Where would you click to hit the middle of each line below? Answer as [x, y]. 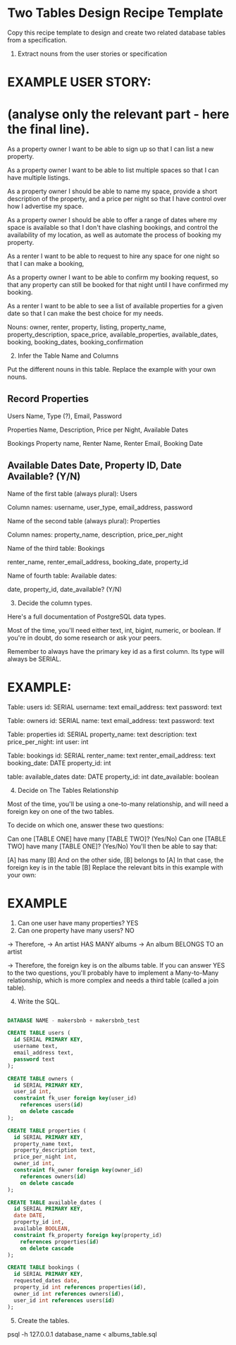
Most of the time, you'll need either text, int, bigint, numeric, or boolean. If [114, 630]
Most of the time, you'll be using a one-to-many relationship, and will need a [118, 804]
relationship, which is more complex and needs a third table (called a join [113, 980]
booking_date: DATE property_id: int [59, 762]
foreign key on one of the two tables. [61, 811]
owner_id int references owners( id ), [69, 1294]
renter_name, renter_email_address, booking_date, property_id [98, 561]
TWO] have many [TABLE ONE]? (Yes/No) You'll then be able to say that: [113, 846]
